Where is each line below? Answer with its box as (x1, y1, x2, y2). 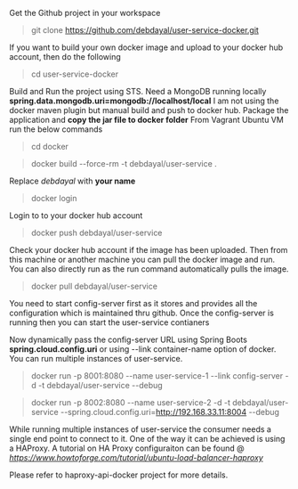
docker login (30, 193, 77, 203)
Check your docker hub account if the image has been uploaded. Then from (9, 245, 288, 255)
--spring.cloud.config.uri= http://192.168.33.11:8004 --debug (60, 407, 280, 417)
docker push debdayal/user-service (30, 227, 163, 238)
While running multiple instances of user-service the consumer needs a (9, 424, 271, 435)
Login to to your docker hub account (9, 210, 143, 221)
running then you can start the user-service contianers (9, 317, 210, 328)
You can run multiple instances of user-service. (9, 354, 183, 363)
